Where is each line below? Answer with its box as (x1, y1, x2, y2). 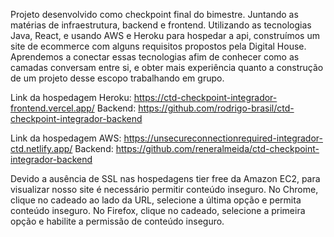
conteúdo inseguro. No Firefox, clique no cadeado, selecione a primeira (10, 205, 306, 216)
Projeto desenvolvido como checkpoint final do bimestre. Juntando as (10, 9, 299, 20)
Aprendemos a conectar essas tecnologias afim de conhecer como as (10, 51, 300, 63)
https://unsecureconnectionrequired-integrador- (123, 132, 323, 144)
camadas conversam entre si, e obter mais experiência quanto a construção (10, 62, 324, 73)
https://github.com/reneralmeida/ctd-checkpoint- (115, 143, 320, 154)
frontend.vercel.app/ (10, 102, 95, 114)
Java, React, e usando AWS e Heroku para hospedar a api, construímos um (10, 30, 320, 41)
